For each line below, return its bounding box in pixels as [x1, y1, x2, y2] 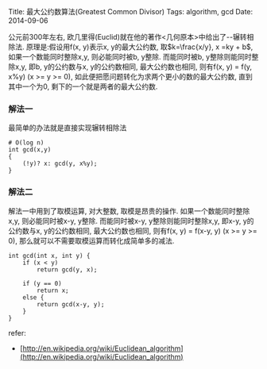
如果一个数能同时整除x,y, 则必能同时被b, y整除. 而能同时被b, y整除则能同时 [8, 52, 252, 61]
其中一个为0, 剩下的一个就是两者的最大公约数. [8, 82, 158, 91]
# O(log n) [8, 139, 44, 147]
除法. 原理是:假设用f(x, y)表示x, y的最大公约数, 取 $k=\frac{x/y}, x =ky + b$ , [8, 42, 253, 52]
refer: [8, 328, 26, 337]
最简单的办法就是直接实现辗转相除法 [8, 123, 127, 133]
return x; [37, 286, 69, 294]
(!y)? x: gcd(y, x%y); [22, 160, 98, 168]
